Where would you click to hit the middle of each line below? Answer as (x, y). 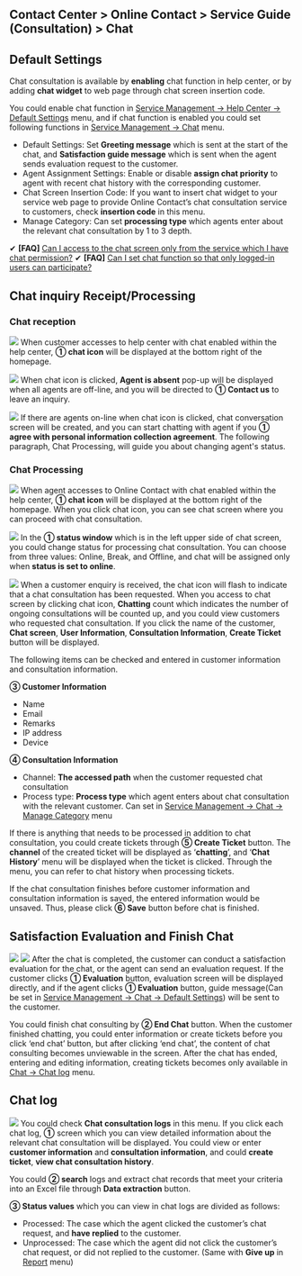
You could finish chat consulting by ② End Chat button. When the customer (151, 1024)
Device (36, 743)
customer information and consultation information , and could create (142, 1152)
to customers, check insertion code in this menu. (114, 212)
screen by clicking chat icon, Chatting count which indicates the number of (149, 604)
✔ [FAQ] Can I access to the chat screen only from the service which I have (149, 249)
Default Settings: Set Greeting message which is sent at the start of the (155, 145)
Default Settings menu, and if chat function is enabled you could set (135, 118)
